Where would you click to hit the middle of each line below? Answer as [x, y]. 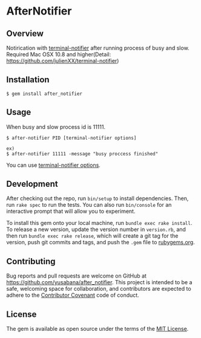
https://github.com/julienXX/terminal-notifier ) [63, 61]
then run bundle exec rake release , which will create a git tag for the [92, 236]
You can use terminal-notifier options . [54, 165]
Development [32, 184]
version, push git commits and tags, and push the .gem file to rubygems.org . [101, 242]
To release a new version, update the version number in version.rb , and [96, 229]
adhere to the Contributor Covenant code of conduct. [73, 295]
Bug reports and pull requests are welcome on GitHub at [77, 276]
